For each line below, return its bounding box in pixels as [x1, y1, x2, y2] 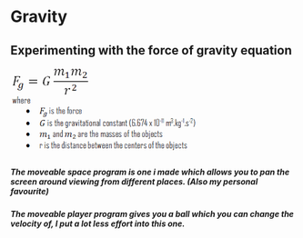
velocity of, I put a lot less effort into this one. [10, 218, 186, 229]
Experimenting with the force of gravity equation [10, 43, 292, 58]
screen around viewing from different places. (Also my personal [10, 175, 258, 187]
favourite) [10, 185, 49, 196]
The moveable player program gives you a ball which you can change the [10, 208, 295, 219]
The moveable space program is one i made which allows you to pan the [10, 166, 290, 177]
